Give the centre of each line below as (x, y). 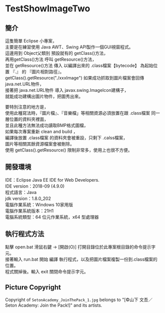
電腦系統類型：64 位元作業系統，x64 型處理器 (52, 217)
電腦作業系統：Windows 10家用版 (39, 204)
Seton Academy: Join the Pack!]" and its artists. (54, 305)
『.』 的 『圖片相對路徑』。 (37, 72)
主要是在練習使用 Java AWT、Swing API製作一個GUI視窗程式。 (69, 47)
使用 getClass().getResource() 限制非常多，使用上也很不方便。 (69, 150)
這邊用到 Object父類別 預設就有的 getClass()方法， (57, 53)
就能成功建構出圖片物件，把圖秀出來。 (44, 96)
